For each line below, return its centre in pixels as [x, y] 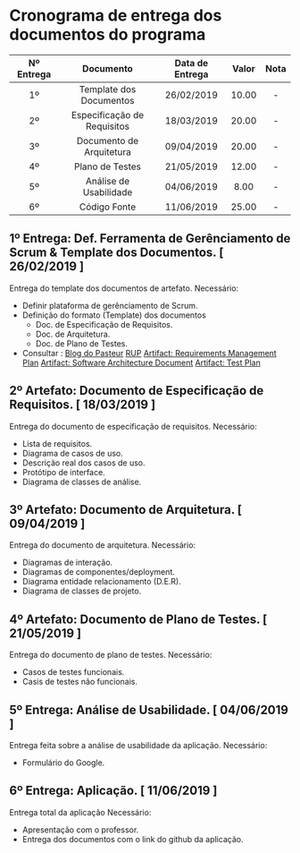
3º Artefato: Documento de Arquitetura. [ [126, 510]
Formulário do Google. [63, 763]
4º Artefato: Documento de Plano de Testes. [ [138, 619]
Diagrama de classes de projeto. [82, 591]
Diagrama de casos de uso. [72, 453]
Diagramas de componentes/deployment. [99, 572]
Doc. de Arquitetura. [73, 334]
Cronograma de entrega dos [116, 16]
